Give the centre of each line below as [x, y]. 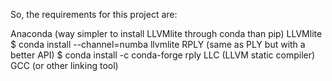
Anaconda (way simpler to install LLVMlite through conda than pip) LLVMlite [166, 33]
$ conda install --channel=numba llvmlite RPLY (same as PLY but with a [158, 44]
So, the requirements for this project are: [94, 14]
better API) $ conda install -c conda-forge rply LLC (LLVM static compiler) [163, 55]
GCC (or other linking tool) [64, 65]
